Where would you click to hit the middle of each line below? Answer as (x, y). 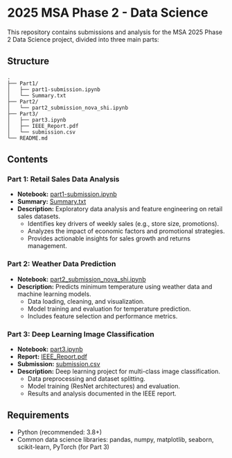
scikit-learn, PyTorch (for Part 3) (63, 447)
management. (47, 246)
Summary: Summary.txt (52, 202)
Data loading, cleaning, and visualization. (86, 301)
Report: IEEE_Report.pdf (52, 357)
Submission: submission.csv (59, 364)
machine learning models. (54, 294)
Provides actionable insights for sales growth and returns (109, 238)
